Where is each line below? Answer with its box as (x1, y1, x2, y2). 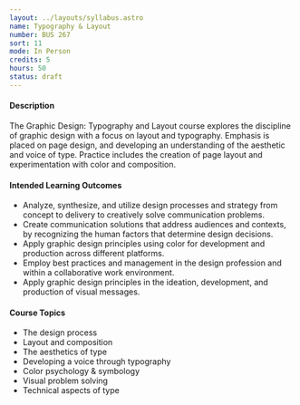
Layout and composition (22, 337, 113, 348)
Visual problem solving (22, 375, 109, 386)
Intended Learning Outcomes (9, 179, 122, 190)
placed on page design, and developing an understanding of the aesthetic (9, 140, 285, 150)
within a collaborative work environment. (22, 267, 175, 278)
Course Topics (9, 307, 66, 318)
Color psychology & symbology (22, 366, 140, 377)
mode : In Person (9, 47, 71, 56)
